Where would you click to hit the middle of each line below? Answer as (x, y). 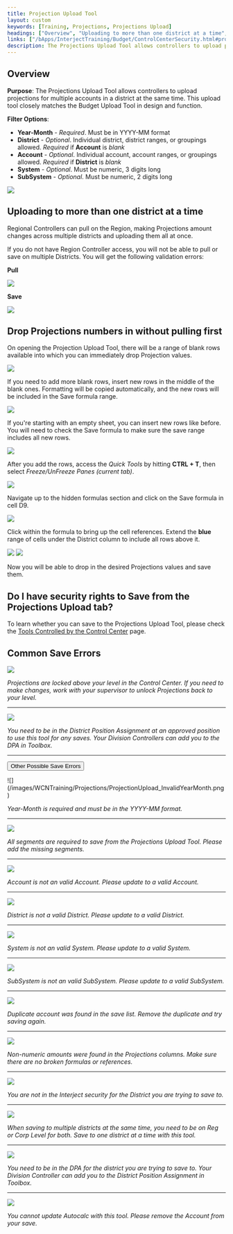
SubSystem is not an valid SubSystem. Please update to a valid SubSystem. (116, 981)
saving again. (27, 1022)
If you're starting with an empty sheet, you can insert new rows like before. (114, 423)
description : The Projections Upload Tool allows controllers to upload (114, 46)
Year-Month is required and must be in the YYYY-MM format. (95, 809)
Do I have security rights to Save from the (98, 596)
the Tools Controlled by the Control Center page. (77, 631)
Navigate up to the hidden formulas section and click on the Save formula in (115, 498)
